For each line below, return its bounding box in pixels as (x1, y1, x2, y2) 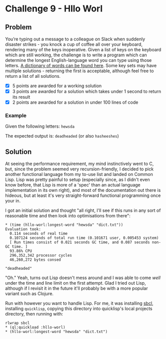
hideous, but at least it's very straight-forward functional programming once (5, 192, 161, 198)
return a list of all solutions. (5, 73, 61, 79)
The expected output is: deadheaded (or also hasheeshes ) (5, 133, 119, 139)
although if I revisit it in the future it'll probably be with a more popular (5, 285, 148, 292)
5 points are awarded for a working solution (12, 83, 102, 89)
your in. (5, 198, 21, 204)
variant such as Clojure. (5, 291, 54, 297)
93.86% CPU (9, 249, 32, 254)
